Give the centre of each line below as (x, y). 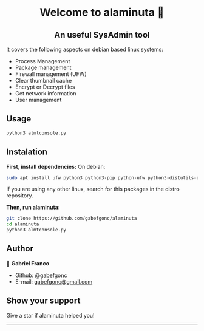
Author (20, 249)
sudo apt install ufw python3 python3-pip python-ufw (76, 178)
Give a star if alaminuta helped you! (51, 315)
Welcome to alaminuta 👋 (102, 12)
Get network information (46, 93)
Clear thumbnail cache (43, 80)
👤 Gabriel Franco (28, 263)
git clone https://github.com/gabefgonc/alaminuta (72, 219)
